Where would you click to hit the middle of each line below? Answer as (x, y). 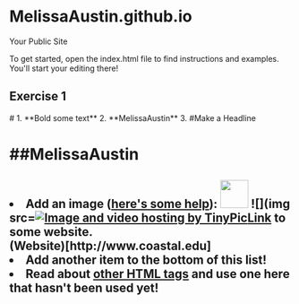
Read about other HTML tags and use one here (158, 274)
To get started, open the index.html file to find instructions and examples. (144, 58)
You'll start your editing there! (64, 68)
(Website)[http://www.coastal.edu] (111, 246)
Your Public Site (38, 41)
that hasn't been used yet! (84, 288)
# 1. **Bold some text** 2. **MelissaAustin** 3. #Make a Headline (133, 117)
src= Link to (148, 218)
